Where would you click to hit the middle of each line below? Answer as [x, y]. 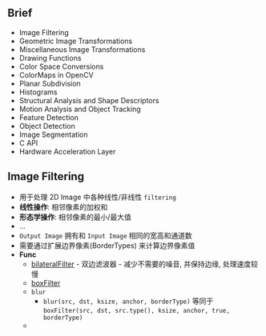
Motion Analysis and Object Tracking [80, 109]
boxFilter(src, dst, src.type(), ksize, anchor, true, [136, 310]
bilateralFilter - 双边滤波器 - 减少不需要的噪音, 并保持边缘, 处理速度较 [144, 264]
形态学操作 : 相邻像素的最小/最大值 [75, 217]
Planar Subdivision [50, 83]
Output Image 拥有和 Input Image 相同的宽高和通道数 [106, 235]
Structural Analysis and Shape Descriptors [89, 100]
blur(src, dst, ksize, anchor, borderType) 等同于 [128, 301]
